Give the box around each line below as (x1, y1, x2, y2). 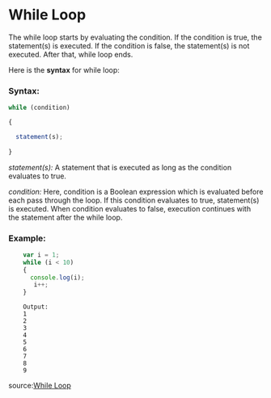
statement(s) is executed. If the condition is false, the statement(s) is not (8, 40, 250, 50)
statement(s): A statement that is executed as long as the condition (8, 162, 232, 172)
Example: (8, 233, 46, 244)
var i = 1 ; (23, 250, 60, 259)
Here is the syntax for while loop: (8, 65, 120, 74)
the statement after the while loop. (8, 212, 123, 222)
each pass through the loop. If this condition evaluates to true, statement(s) (8, 195, 260, 205)
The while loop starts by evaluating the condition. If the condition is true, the (8, 32, 263, 42)
